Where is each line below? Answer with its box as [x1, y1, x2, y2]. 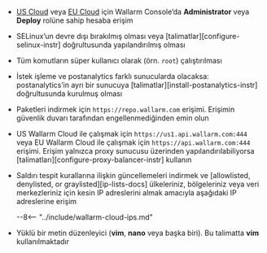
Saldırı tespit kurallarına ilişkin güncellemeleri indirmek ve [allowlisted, [15, 171, 251, 180]
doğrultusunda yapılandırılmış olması [62, 40, 186, 50]
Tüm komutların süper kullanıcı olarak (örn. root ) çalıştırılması [15, 56, 222, 65]
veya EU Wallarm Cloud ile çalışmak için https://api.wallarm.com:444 [15, 137, 251, 147]
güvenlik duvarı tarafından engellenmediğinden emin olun [15, 113, 209, 123]
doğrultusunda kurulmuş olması [15, 89, 123, 98]
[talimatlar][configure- [165, 32, 240, 41]
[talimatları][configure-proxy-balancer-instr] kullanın [15, 155, 192, 164]
